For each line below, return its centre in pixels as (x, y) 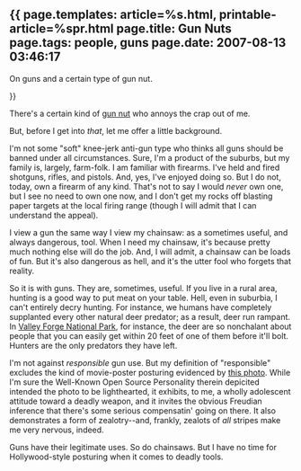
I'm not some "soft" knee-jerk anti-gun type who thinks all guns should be (146, 148)
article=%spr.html (62, 29)
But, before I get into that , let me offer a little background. (116, 130)
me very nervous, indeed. (57, 430)
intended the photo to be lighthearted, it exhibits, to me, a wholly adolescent (150, 391)
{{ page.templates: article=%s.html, (113, 15)
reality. (22, 271)
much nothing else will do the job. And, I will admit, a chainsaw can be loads (150, 252)
